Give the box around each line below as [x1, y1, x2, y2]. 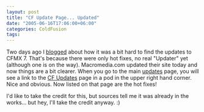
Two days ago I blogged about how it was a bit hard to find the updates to [6, 48, 192, 55]
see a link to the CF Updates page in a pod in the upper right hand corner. [6, 74, 192, 82]
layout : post [6, 9, 40, 15]
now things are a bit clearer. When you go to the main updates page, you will [6, 68, 200, 75]
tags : [6, 32, 20, 38]
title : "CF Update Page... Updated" [6, 15, 100, 21]
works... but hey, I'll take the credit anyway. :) [6, 99, 120, 107]
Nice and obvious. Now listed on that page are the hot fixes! [6, 80, 157, 88]
